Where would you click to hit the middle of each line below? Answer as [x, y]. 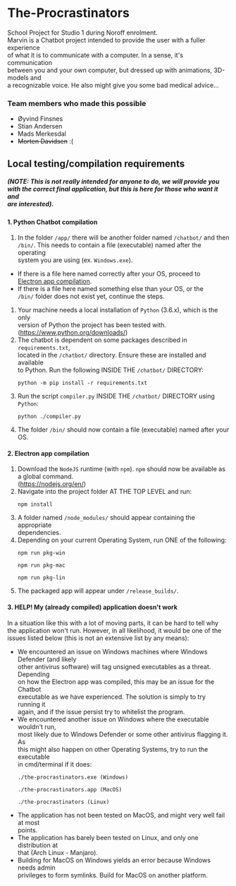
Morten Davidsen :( [45, 141]
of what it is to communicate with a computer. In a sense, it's [95, 55]
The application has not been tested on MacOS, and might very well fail [121, 815]
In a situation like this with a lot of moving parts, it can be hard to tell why [113, 622]
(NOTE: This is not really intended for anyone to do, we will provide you [113, 182]
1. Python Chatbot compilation [52, 222]
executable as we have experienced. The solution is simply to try [112, 697]
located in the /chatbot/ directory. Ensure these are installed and [112, 355]
